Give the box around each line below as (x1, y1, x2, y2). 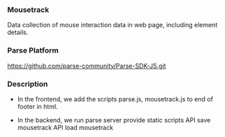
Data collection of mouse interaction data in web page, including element (7, 21, 218, 29)
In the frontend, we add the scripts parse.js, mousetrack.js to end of (17, 94, 213, 103)
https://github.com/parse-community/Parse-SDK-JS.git (7, 62, 166, 70)
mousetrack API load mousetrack (17, 123, 114, 131)
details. (7, 28, 29, 36)
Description (7, 79, 48, 89)
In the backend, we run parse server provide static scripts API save (17, 115, 211, 124)
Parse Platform (7, 45, 59, 55)
